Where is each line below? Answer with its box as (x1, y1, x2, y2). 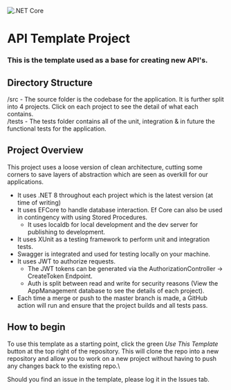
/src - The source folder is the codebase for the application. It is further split (7, 95, 225, 103)
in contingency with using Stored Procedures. (17, 213, 147, 221)
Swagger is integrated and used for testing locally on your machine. (17, 250, 211, 258)
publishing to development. (27, 228, 106, 236)
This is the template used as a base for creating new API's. (7, 55, 208, 65)
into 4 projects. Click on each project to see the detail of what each (7, 102, 198, 111)
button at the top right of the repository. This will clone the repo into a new (7, 346, 219, 355)
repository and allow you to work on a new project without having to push (7, 354, 216, 362)
